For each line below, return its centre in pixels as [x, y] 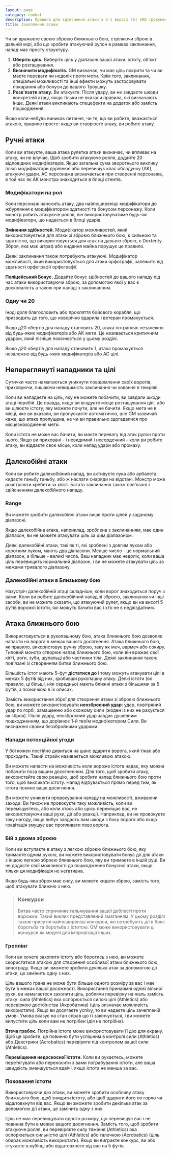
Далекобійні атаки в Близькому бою [53, 580]
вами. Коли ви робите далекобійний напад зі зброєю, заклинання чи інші [85, 597]
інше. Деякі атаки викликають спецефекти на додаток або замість [85, 103]
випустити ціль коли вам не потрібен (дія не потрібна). [65, 1021]
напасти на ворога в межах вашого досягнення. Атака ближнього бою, [83, 641]
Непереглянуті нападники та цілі [61, 370]
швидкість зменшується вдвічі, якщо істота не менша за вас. [72, 1068]
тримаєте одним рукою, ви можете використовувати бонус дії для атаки [84, 855]
